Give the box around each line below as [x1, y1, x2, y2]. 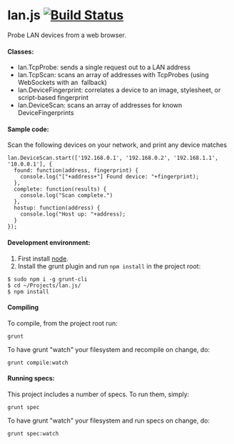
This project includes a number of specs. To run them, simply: [7, 390, 190, 398]
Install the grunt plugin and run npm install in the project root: [17, 261, 201, 271]
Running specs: [7, 374, 55, 383]
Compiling [7, 303, 39, 312]
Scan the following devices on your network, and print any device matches [7, 141, 227, 149]
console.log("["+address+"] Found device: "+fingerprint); [20, 173, 200, 181]
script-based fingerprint [17, 94, 89, 102]
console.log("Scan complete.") [20, 192, 113, 199]
